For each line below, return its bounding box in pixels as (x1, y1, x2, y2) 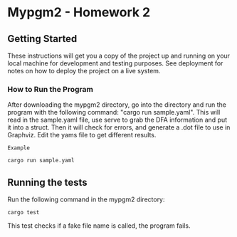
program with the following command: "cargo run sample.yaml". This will (7, 108, 221, 117)
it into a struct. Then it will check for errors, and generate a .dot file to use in (7, 123, 231, 132)
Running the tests (7, 176, 88, 189)
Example (7, 144, 31, 152)
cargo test (7, 209, 40, 216)
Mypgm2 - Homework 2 (7, 4, 151, 21)
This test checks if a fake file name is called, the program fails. (7, 221, 191, 230)
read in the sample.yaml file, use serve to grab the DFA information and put (7, 115, 228, 125)
